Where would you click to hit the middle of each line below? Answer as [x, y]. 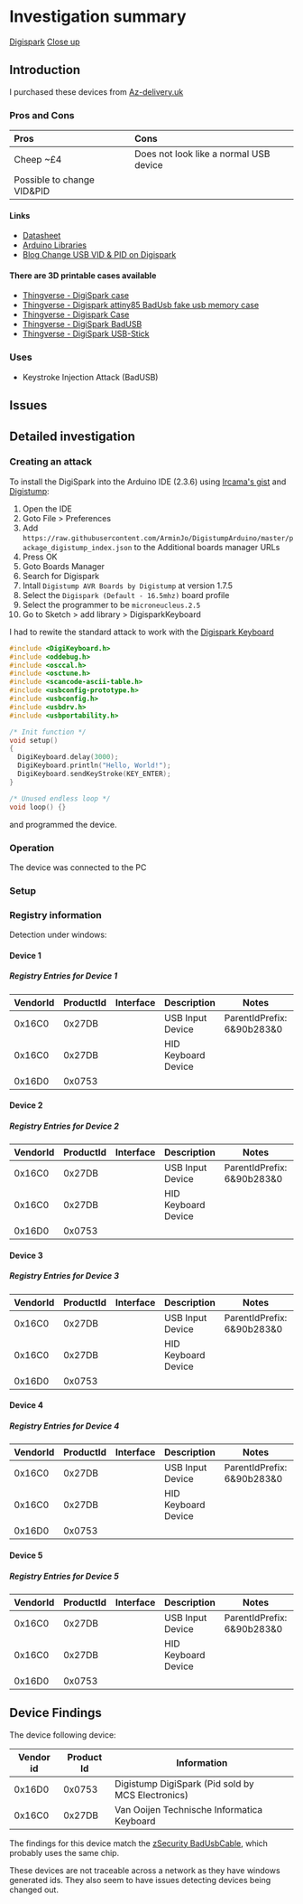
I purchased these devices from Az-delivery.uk [96, 91]
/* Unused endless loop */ [60, 798]
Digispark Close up [45, 42]
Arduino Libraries [55, 245]
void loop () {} [38, 807]
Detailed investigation [72, 436]
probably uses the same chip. [64, 1852]
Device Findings [55, 1713]
